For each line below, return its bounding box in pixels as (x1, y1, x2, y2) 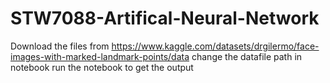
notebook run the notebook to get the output (10, 61, 194, 73)
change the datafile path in (191, 50, 303, 62)
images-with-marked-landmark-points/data (10, 50, 190, 62)
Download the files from (10, 40, 110, 52)
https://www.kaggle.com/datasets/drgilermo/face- (111, 40, 320, 52)
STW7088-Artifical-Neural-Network (10, 7, 320, 30)
